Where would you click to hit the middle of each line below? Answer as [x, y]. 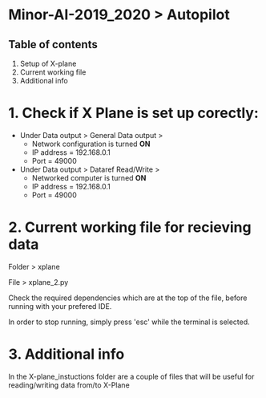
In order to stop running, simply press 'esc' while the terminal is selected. [129, 322]
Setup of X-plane [48, 63]
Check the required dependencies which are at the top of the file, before [128, 298]
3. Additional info [66, 354]
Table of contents [53, 45]
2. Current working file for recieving [130, 227]
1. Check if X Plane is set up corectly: [133, 113]
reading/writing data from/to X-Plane [69, 385]
